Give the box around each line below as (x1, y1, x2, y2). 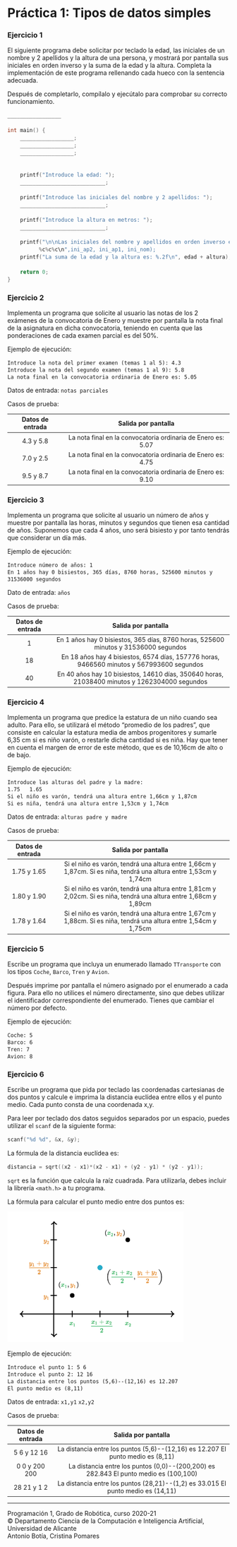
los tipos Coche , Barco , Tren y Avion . (7, 968, 110, 976)
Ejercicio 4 (7, 697, 44, 707)
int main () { (7, 127, 46, 134)
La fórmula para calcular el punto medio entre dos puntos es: (7, 1197, 185, 1206)
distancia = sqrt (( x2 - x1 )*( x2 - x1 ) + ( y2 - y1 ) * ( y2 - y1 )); (7, 1163, 204, 1170)
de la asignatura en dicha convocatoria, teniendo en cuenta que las (7, 324, 203, 332)
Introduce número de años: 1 (7, 562, 93, 569)
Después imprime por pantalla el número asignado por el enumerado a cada (7, 981, 229, 990)
